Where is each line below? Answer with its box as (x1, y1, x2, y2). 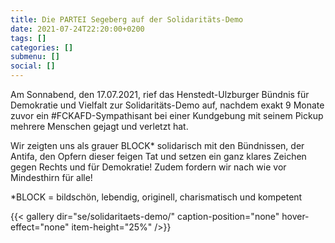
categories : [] (10, 42, 74, 53)
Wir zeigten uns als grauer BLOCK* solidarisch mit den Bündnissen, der (10, 140, 305, 151)
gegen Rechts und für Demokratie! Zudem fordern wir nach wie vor (10, 161, 287, 173)
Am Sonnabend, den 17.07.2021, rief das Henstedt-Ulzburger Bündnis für (10, 89, 310, 100)
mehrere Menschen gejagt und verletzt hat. (10, 121, 189, 132)
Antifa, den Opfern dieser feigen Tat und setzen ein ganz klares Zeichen (10, 151, 307, 162)
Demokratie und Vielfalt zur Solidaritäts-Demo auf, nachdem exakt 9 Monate (10, 99, 325, 111)
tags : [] (10, 33, 47, 43)
